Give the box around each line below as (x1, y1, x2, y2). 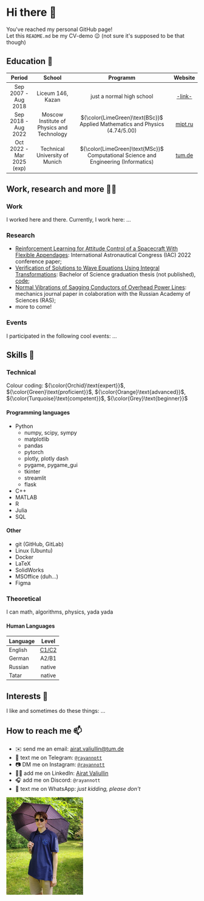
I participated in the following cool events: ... (6, 332, 117, 340)
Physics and (37, 124, 68, 131)
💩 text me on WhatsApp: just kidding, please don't (15, 785, 141, 792)
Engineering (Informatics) (90, 158, 154, 165)
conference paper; (15, 258, 62, 265)
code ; (15, 277, 30, 285)
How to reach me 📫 (6, 726, 83, 736)
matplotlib (24, 435, 50, 443)
